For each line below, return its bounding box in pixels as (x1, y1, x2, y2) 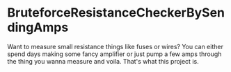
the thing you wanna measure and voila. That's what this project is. (7, 57, 200, 65)
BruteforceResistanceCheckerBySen (7, 5, 225, 21)
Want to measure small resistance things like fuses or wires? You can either (7, 42, 224, 51)
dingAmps (7, 19, 69, 35)
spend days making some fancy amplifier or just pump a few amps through (7, 50, 222, 58)
